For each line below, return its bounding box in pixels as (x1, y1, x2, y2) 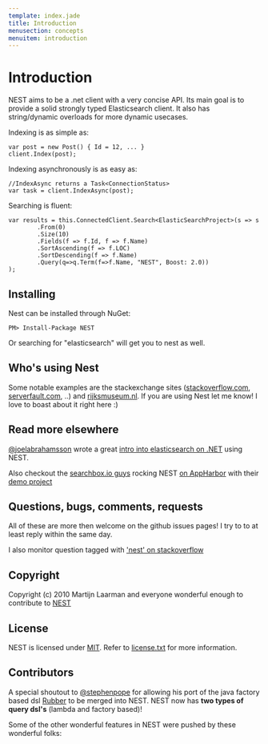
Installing (8, 287, 56, 301)
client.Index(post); (8, 150, 78, 159)
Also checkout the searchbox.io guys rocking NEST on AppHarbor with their (8, 468, 259, 478)
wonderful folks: (8, 728, 62, 738)
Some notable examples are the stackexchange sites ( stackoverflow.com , (8, 382, 250, 392)
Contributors (8, 666, 74, 680)
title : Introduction (8, 19, 78, 27)
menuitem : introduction (8, 34, 88, 42)
